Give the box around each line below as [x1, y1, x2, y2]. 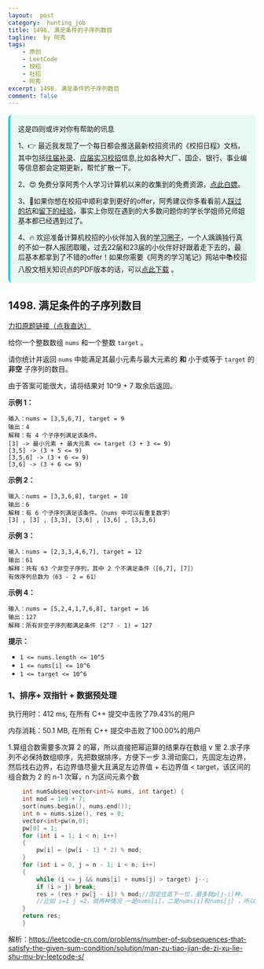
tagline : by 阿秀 [8, 33, 66, 42]
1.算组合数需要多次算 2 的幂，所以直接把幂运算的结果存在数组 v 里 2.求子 [8, 743, 244, 752]
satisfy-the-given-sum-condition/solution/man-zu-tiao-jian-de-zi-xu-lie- [8, 943, 244, 952]
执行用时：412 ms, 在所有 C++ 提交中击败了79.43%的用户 [8, 709, 196, 719]
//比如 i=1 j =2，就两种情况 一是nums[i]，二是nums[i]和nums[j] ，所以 [36, 897, 255, 905]
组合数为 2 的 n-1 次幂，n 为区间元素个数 [8, 772, 140, 782]
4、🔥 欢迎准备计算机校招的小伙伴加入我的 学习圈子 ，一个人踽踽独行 [18, 233, 236, 242]
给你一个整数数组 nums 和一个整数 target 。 [8, 338, 148, 347]
